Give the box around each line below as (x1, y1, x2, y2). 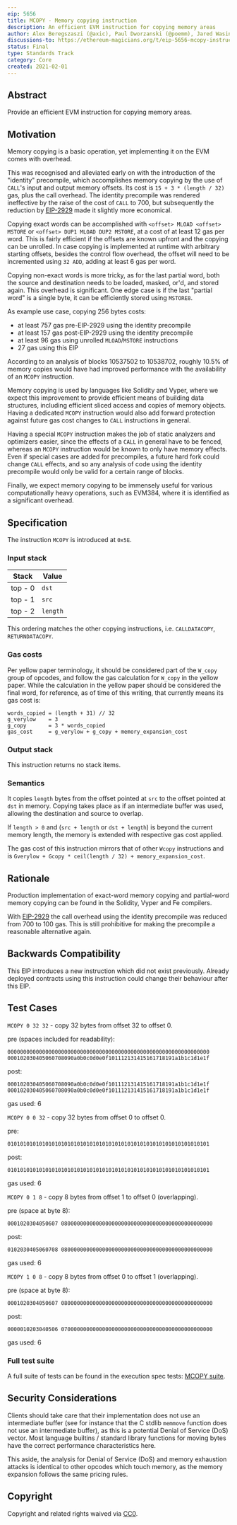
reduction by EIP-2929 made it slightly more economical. (7, 206, 173, 214)
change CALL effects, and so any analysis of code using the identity (7, 460, 202, 468)
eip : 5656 (7, 10, 37, 18)
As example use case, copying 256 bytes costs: (7, 307, 147, 316)
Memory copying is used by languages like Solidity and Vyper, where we (7, 386, 219, 395)
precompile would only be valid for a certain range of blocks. (7, 468, 185, 476)
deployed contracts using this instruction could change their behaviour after (7, 974, 228, 982)
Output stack (7, 744, 53, 754)
